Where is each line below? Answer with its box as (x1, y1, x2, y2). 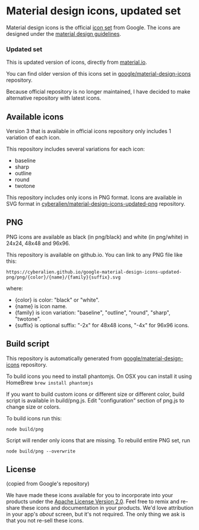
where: (6, 284, 24, 292)
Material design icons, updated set (6, 4, 181, 18)
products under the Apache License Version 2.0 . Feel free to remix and (6, 498, 180, 505)
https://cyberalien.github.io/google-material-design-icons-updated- (6, 269, 182, 275)
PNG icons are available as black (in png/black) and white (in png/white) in (6, 233, 189, 240)
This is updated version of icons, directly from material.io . (6, 58, 147, 66)
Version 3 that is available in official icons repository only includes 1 (6, 128, 171, 135)
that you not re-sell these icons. (6, 517, 84, 524)
